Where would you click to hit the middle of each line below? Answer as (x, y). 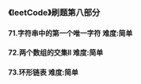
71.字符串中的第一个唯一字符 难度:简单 (70, 32)
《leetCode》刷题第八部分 (54, 12)
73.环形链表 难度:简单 (44, 72)
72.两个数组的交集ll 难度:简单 (56, 52)
